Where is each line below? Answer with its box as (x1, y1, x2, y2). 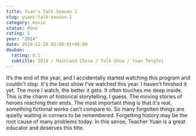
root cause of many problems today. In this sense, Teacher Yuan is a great (6, 118, 186, 125)
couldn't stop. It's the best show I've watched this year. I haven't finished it (6, 80, 187, 87)
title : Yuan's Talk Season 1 (6, 8, 77, 15)
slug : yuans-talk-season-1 (6, 14, 72, 20)
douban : (6, 47, 25, 53)
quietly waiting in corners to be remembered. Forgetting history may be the (6, 111, 188, 118)
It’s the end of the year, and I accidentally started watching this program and (6, 74, 191, 81)
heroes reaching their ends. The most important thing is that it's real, (6, 99, 172, 106)
